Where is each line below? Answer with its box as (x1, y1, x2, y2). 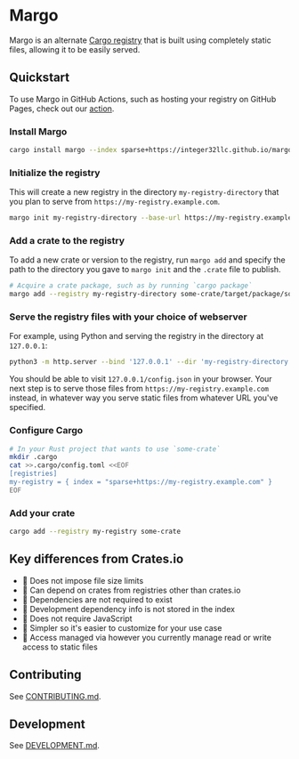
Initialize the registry (9, 166, 101, 179)
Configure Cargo (9, 424, 84, 437)
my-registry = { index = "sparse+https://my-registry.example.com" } (9, 478, 273, 487)
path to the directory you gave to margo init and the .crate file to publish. (9, 264, 282, 275)
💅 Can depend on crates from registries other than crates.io (21, 585, 241, 595)
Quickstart (9, 70, 70, 85)
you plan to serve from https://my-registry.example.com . (9, 197, 221, 207)
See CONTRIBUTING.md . (9, 690, 101, 701)
